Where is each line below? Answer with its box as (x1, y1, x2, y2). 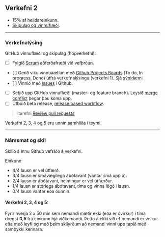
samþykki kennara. (5, 226, 43, 232)
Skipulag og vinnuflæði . (12, 22, 60, 28)
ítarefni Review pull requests (17, 110, 75, 116)
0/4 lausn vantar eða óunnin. (12, 188, 71, 194)
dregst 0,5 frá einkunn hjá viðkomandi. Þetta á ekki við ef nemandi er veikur (5, 215, 158, 221)
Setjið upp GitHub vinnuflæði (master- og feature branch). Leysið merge (12, 90, 158, 96)
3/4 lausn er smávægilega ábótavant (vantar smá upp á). (12, 172, 127, 178)
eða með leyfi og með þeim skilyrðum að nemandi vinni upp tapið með (5, 221, 147, 227)
